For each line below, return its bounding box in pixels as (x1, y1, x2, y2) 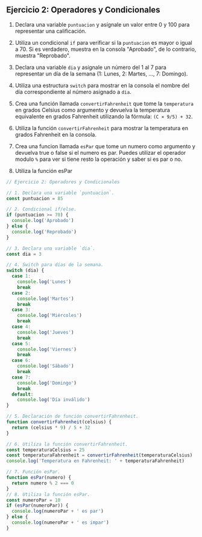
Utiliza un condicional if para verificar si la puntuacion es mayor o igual (14, 39, 192, 46)
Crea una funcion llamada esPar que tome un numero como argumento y (14, 142, 196, 150)
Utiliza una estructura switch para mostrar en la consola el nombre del (14, 82, 190, 89)
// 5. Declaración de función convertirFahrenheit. (6, 414, 139, 420)
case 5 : (11, 340, 31, 347)
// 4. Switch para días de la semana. (6, 262, 104, 268)
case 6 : (11, 357, 31, 363)
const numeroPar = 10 (6, 497, 61, 503)
